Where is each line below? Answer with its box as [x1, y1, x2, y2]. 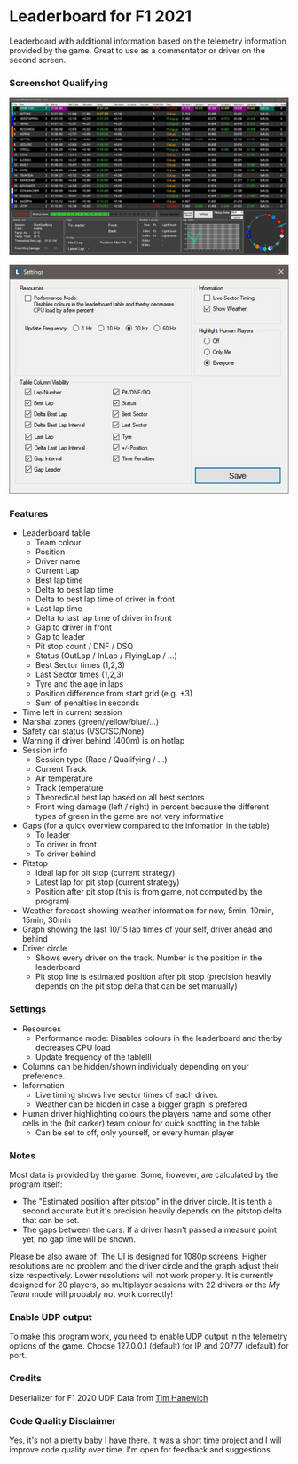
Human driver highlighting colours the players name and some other [21, 1108, 272, 1118]
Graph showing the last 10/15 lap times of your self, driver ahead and [21, 924, 273, 935]
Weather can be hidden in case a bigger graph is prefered [35, 1099, 247, 1110]
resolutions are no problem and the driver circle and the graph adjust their [9, 1261, 279, 1271]
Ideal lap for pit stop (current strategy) [35, 868, 176, 879]
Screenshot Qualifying [9, 76, 109, 89]
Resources [21, 1023, 62, 1034]
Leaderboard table [21, 528, 90, 538]
